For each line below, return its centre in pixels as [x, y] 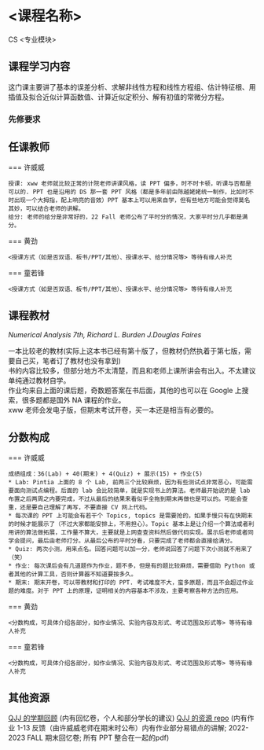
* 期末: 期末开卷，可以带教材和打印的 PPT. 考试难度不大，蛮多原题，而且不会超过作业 [131, 583]
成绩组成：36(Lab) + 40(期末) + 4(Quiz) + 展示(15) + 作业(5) [105, 474]
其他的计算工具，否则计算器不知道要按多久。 [75, 575]
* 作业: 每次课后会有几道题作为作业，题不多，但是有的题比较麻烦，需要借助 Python [127, 566]
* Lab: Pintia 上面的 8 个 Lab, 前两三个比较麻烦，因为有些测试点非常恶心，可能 [128, 483]
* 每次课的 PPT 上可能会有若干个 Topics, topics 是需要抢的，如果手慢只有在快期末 [130, 516]
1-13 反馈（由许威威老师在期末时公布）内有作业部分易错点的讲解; [122, 727]
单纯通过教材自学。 [39, 381]
